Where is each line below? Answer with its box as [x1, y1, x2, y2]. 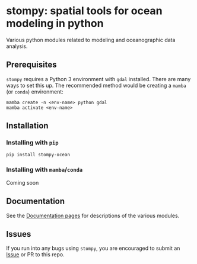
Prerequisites [6, 60, 57, 70]
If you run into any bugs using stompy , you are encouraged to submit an [6, 244, 180, 252]
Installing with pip [6, 139, 59, 147]
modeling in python [6, 17, 104, 30]
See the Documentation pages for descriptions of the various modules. [6, 212, 180, 219]
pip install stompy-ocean [6, 152, 70, 158]
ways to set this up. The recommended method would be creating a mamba [6, 82, 186, 89]
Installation [6, 121, 49, 131]
